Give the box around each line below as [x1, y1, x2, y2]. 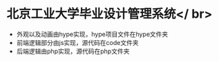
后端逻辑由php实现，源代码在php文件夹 [16, 47, 130, 55]
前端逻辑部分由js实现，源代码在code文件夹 [16, 38, 139, 46]
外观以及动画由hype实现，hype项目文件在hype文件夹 [16, 30, 169, 38]
